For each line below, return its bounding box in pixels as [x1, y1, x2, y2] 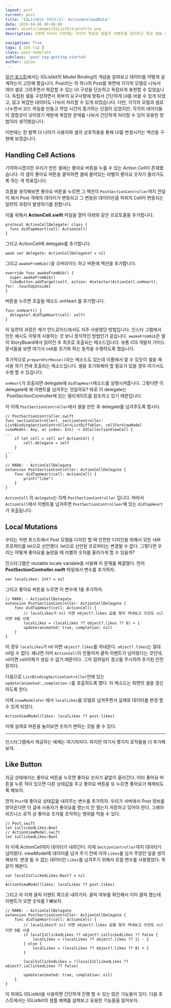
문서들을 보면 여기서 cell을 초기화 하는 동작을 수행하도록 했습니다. [5, 346, 135, 352]
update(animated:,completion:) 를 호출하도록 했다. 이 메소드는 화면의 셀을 [5, 680, 154, 686]
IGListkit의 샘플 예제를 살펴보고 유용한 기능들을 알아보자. [27, 997, 139, 1003]
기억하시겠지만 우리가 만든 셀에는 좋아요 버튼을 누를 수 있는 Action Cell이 [5, 165, 150, 171]
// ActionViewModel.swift [5, 830, 60, 835]
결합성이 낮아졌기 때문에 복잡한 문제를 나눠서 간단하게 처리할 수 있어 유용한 [10, 112, 159, 118]
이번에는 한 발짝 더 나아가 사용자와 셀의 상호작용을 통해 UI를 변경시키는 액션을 [5, 129, 159, 135]
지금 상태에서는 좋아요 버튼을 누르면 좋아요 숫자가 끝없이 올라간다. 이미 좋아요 [5, 774, 159, 780]
